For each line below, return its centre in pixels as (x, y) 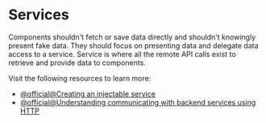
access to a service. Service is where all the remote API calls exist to (122, 54)
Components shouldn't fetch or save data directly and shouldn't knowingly (132, 37)
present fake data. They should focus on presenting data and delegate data (134, 45)
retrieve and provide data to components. (77, 63)
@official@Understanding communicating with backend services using (138, 102)
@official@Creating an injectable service (87, 93)
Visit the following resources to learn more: (80, 78)
